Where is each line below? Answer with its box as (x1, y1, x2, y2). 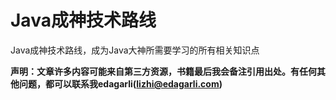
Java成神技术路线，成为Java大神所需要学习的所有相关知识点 (10, 44, 260, 56)
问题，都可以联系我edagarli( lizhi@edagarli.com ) (18, 77, 223, 90)
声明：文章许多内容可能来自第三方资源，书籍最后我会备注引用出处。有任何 (10, 65, 317, 77)
